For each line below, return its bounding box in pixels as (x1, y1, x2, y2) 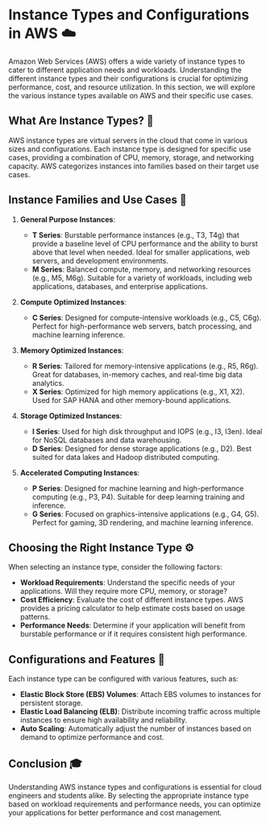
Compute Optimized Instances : (19, 296, 127, 307)
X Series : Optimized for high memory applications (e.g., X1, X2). (31, 387, 245, 396)
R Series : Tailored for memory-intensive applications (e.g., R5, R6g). (31, 361, 259, 371)
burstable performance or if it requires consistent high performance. (19, 629, 247, 639)
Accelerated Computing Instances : (19, 467, 140, 477)
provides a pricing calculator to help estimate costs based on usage (19, 603, 246, 613)
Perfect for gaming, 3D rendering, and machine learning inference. (31, 517, 254, 527)
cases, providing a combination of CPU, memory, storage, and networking (8, 152, 255, 162)
